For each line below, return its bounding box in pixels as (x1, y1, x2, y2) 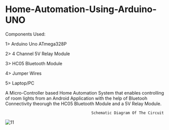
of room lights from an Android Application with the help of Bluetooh (5, 95, 148, 101)
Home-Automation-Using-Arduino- (5, 4, 157, 15)
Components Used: (5, 31, 46, 37)
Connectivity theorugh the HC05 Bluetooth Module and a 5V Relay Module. (5, 100, 162, 107)
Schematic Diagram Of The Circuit (91, 110, 164, 115)
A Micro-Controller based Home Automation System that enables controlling (5, 90, 164, 96)
